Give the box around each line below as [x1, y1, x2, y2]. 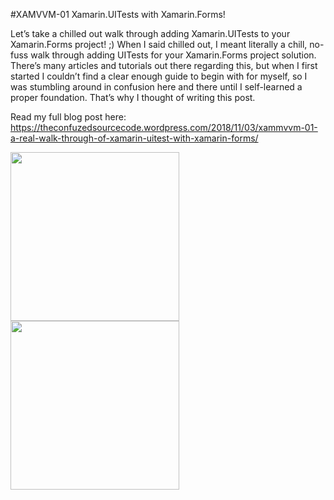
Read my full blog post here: [10, 111, 127, 123]
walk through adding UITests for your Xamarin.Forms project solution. [30, 49, 317, 61]
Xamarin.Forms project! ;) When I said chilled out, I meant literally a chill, [10, 39, 308, 50]
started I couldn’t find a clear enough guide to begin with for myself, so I [10, 70, 308, 82]
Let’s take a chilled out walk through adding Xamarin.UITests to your [10, 28, 291, 39]
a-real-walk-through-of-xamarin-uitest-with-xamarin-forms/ [10, 132, 259, 144]
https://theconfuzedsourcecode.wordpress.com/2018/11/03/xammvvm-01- [10, 122, 318, 133]
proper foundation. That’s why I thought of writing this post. [10, 92, 256, 103]
